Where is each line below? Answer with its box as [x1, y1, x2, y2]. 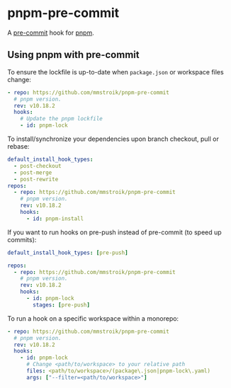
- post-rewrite [13, 176, 59, 183]
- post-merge [13, 169, 52, 176]
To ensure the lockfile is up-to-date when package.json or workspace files [7, 67, 225, 76]
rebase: [7, 142, 30, 150]
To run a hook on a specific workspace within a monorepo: [7, 314, 179, 323]
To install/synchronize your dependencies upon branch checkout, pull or [7, 135, 220, 143]
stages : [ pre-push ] [33, 301, 91, 309]
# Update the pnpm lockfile [20, 115, 103, 122]
